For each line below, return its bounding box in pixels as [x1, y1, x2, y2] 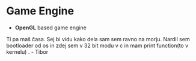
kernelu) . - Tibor [6, 48, 49, 55]
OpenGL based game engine [14, 24, 87, 31]
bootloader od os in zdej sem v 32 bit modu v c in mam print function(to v [6, 42, 189, 49]
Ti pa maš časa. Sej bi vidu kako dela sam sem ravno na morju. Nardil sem [6, 35, 191, 42]
